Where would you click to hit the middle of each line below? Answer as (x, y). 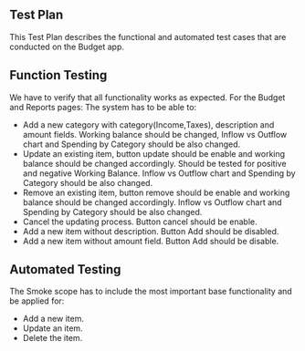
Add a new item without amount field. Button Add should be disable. (151, 241)
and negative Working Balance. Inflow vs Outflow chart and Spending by (159, 173)
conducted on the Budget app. (67, 46)
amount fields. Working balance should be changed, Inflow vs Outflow (155, 134)
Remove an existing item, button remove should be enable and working (156, 192)
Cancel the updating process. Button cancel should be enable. (140, 222)
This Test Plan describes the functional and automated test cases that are (148, 36)
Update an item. (53, 328)
